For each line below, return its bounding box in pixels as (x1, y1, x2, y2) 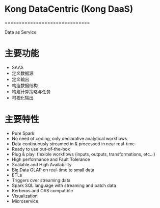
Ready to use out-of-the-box (11, 146, 70, 152)
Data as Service (4, 29, 37, 35)
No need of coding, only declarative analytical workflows (11, 135, 127, 141)
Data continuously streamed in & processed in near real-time (11, 141, 135, 147)
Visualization (11, 193, 38, 199)
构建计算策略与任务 (11, 88, 51, 94)
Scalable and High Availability (11, 161, 72, 167)
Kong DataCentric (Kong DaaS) (4, 3, 133, 15)
